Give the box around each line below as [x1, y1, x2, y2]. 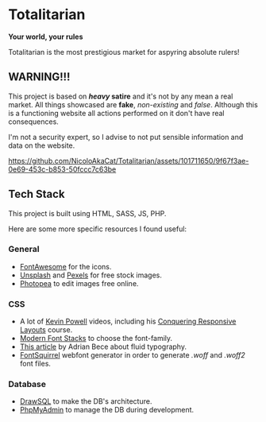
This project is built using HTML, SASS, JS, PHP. [8, 208, 167, 218]
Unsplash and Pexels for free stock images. [19, 270, 163, 280]
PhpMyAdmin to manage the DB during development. [19, 405, 195, 415]
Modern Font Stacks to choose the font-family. [19, 334, 173, 343]
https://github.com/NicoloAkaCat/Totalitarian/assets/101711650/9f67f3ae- [8, 156, 249, 165]
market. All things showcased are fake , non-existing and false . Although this [8, 99, 258, 109]
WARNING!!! [8, 70, 71, 84]
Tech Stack [8, 188, 65, 201]
